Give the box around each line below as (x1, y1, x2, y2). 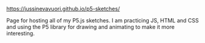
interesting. (6, 30, 35, 37)
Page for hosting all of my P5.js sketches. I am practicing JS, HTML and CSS (6, 17, 199, 24)
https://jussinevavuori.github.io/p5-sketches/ (6, 5, 121, 12)
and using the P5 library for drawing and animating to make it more (6, 24, 175, 30)
